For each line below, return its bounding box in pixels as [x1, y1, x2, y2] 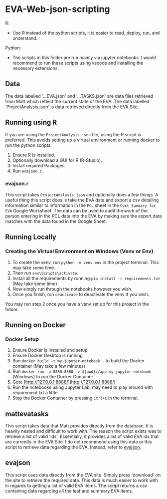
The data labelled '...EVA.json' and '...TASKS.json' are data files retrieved [5, 93, 154, 99]
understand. [12, 35, 38, 41]
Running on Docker [5, 321, 66, 329]
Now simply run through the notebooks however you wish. [12, 286, 133, 292]
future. [5, 306, 19, 312]
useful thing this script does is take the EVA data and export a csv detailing [5, 197, 159, 203]
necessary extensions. [12, 65, 59, 71]
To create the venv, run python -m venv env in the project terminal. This [12, 259, 159, 265]
